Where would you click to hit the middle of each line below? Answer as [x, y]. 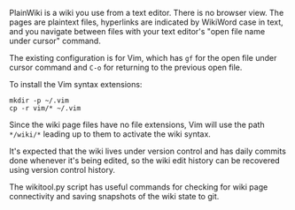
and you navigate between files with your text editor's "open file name [137, 31]
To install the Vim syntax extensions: [76, 84]
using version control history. [62, 170]
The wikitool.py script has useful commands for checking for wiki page [139, 187]
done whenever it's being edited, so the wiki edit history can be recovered [145, 161]
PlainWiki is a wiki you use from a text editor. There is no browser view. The [147, 13]
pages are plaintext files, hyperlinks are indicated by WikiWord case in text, [146, 22]
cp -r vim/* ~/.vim [45, 109]
